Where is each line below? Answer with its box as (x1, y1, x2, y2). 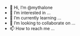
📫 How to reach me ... (9, 26, 55, 31)
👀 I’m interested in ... (9, 10, 51, 16)
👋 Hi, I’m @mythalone (9, 5, 53, 10)
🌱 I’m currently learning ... (9, 15, 62, 20)
